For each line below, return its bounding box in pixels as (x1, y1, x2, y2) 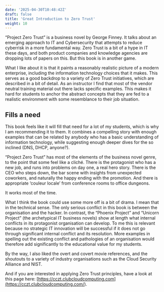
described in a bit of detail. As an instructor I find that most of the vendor (5, 81, 153, 87)
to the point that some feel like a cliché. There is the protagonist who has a (5, 160, 156, 165)
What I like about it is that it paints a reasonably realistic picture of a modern (5, 65, 159, 71)
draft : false (5, 12, 32, 17)
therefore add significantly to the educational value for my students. (5, 241, 142, 247)
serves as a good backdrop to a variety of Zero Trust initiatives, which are (5, 75, 155, 81)
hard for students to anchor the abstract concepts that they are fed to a (5, 91, 149, 97)
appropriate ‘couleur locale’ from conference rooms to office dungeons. (5, 180, 150, 186)
